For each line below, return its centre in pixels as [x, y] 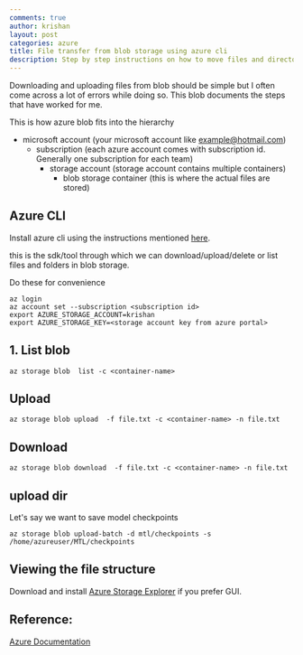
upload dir [38, 496]
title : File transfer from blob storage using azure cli [119, 51]
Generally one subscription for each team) [115, 159]
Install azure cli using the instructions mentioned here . [110, 238]
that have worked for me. [56, 104]
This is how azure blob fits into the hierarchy [92, 122]
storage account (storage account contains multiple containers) [168, 168]
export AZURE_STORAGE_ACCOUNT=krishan [82, 314]
